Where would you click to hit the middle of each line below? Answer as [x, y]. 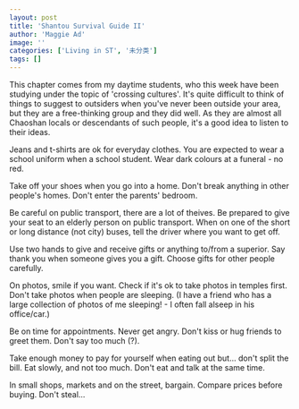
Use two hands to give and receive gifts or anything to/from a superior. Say [147, 249]
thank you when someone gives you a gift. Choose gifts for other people [142, 259]
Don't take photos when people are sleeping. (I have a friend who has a [141, 295]
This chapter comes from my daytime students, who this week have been [144, 85]
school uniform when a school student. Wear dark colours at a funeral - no [146, 159]
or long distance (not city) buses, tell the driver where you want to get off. [145, 232]
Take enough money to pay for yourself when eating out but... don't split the [149, 358]
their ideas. [30, 132]
